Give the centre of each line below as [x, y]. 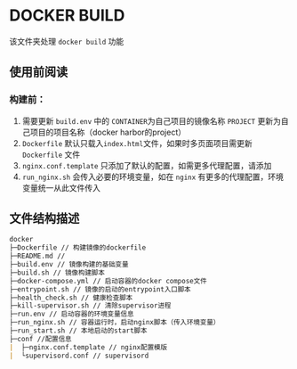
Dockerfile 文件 [51, 154]
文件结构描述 [44, 219]
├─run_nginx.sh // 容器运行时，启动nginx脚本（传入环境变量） [115, 323]
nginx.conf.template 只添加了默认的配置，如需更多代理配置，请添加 [147, 165]
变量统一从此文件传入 [61, 187]
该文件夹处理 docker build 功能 [67, 41]
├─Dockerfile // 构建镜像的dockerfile [78, 248]
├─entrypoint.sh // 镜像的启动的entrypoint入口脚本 [100, 289]
